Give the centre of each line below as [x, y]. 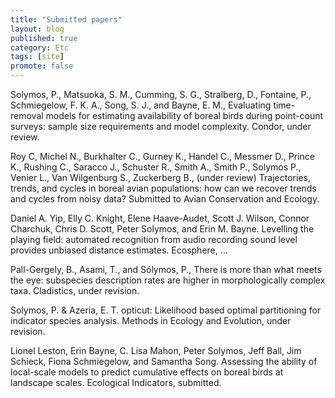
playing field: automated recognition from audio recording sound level [154, 239]
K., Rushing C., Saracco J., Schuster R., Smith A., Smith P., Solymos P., [156, 167]
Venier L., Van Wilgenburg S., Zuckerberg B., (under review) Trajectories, [160, 177]
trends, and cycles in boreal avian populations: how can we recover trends [163, 188]
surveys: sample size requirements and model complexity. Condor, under [161, 126]
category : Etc [40, 47]
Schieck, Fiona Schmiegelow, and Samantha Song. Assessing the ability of [164, 361]
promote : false [42, 66]
